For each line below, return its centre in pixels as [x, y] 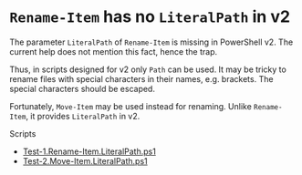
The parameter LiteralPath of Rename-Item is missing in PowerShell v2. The [151, 42]
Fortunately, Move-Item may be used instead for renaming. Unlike [131, 106]
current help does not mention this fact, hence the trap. [114, 51]
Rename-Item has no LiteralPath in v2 [150, 17]
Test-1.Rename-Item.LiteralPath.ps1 [89, 151]
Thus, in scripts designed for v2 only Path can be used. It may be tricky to [148, 69]
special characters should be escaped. [82, 88]
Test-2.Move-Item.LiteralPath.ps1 [85, 160]
